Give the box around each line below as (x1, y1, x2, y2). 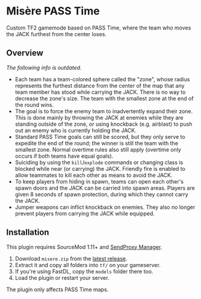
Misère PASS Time (6, 4, 100, 18)
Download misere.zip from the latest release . (14, 254, 128, 262)
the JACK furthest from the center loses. (6, 30, 107, 37)
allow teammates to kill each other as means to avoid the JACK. (14, 171, 173, 179)
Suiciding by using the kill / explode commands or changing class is (14, 158, 184, 166)
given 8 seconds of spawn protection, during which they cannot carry (14, 191, 188, 198)
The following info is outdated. (6, 64, 82, 71)
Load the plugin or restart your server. (14, 274, 110, 281)
